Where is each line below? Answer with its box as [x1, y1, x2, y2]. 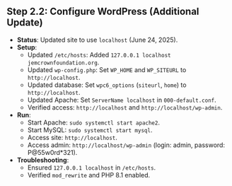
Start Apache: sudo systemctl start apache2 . [27, 118, 161, 127]
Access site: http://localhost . [27, 133, 118, 141]
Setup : [16, 42, 37, 52]
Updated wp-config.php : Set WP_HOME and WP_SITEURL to [27, 65, 187, 74]
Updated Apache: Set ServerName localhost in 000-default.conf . [27, 95, 216, 104]
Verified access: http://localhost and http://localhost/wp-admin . [27, 103, 223, 112]
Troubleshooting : [16, 156, 69, 164]
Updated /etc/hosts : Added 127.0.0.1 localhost [27, 50, 171, 59]
